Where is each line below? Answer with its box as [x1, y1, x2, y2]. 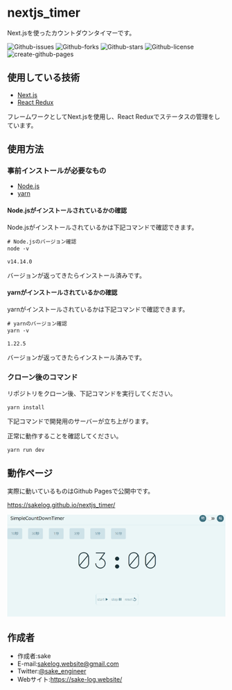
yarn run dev [7, 446, 45, 454]
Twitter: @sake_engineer [17, 666, 87, 675]
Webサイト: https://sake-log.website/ [17, 675, 123, 683]
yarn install [7, 404, 45, 411]
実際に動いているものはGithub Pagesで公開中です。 [7, 487, 154, 495]
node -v [7, 245, 30, 252]
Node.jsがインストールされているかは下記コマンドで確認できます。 [7, 223, 198, 231]
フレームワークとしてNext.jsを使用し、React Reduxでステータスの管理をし [7, 112, 220, 121]
